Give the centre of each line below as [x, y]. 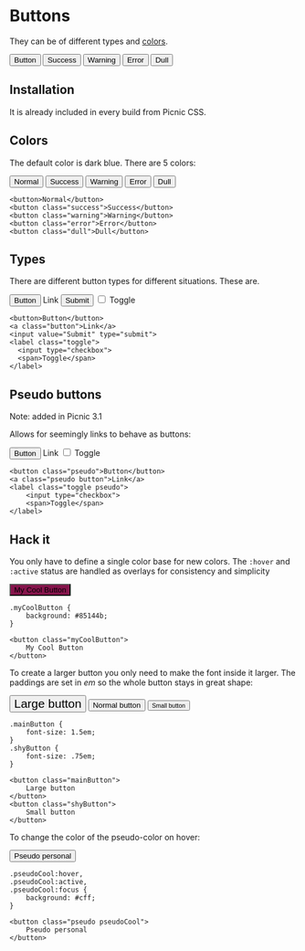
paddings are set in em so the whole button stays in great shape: [131, 682]
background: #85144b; [67, 616]
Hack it [30, 539]
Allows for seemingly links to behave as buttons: [100, 434]
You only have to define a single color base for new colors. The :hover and [150, 561]
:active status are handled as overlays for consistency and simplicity [140, 571]
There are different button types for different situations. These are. [135, 281]
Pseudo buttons [56, 394]
